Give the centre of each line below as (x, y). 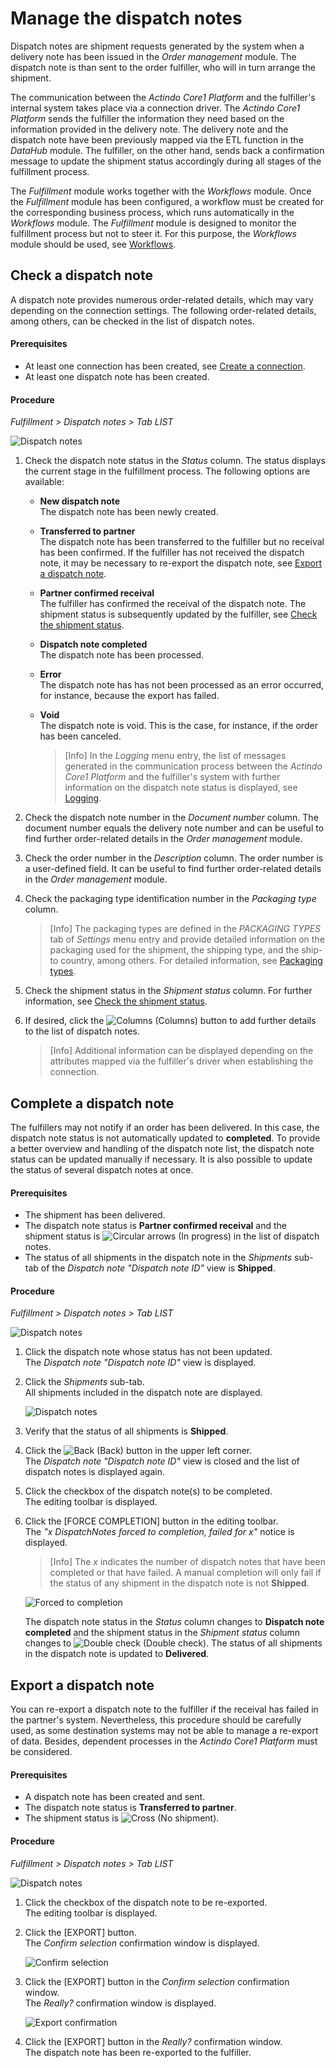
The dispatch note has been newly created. (129, 512)
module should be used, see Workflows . (93, 244)
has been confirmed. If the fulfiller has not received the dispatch (172, 553)
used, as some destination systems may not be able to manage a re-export (164, 1731)
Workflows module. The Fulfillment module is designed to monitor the (153, 223)
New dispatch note (80, 501)
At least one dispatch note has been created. (117, 376)
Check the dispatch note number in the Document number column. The (171, 818)
